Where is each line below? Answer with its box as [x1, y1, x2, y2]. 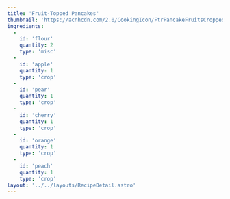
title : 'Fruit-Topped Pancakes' [7, 10, 99, 17]
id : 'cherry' [19, 111, 57, 118]
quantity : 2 [19, 42, 53, 49]
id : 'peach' [19, 162, 53, 170]
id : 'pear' [19, 86, 51, 93]
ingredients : [7, 23, 44, 29]
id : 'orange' [19, 137, 57, 144]
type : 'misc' [19, 49, 57, 55]
